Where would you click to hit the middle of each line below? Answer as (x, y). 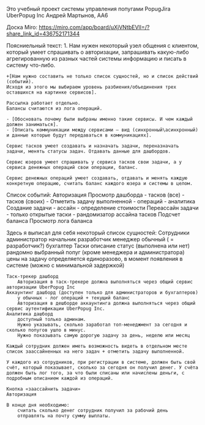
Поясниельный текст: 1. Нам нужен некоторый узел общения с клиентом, (102, 46)
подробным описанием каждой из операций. (60, 378)
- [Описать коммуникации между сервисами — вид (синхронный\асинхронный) (102, 130)
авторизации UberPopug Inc (41, 287)
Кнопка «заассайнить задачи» (43, 389)
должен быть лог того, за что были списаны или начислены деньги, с (95, 373)
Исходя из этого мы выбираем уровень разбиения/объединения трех (91, 87)
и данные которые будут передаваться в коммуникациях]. (79, 135)
